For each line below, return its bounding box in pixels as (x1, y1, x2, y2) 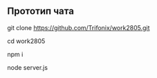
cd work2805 (7, 37, 46, 45)
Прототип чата (7, 5, 75, 17)
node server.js (7, 63, 48, 71)
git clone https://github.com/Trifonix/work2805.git (7, 23, 150, 31)
